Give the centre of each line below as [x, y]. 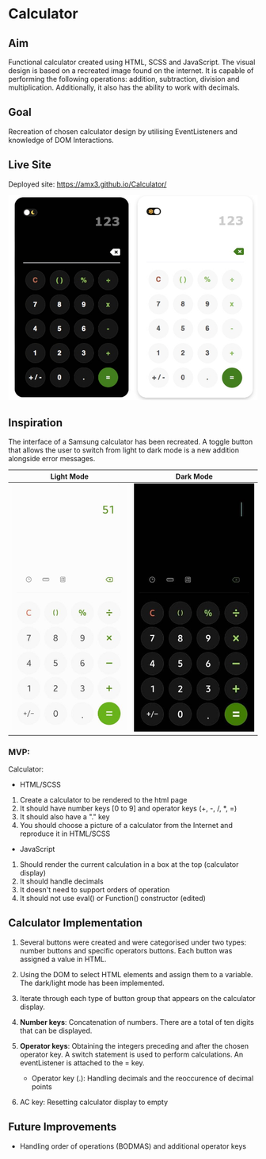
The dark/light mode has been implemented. [92, 983]
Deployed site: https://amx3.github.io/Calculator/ [87, 184]
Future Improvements [63, 1127]
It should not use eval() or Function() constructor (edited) [112, 898]
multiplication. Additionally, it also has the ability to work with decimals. [124, 87]
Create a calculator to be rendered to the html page [103, 799]
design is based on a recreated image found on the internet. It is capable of [131, 71]
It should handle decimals [62, 881]
